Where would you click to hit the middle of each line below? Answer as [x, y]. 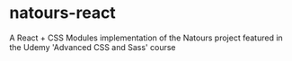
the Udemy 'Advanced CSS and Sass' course [93, 47]
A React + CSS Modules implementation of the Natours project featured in [146, 38]
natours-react [63, 13]
